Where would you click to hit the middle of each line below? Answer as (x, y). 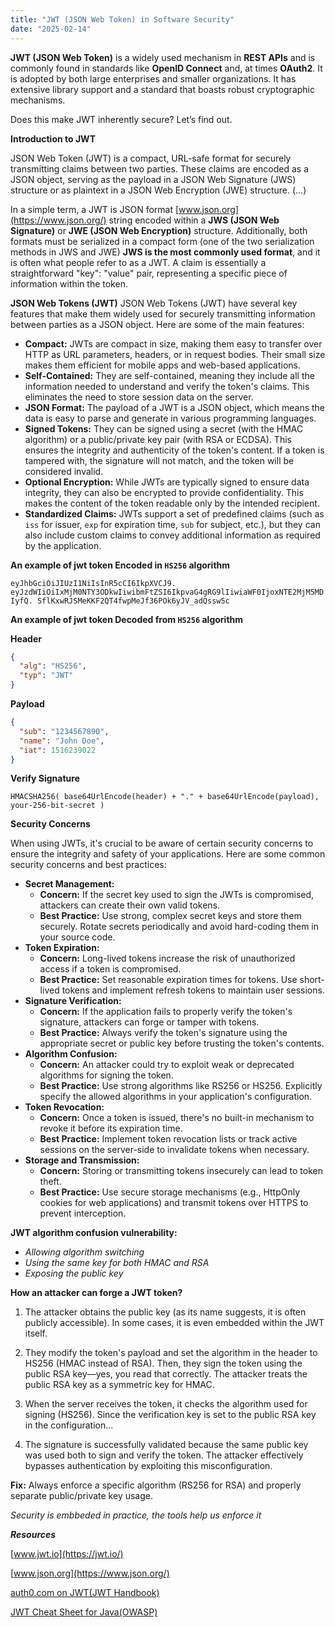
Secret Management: (69, 884)
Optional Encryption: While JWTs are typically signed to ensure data (167, 482)
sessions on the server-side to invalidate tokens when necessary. (174, 1150)
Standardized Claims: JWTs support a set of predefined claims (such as (174, 513)
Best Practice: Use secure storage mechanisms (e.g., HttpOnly (170, 1192)
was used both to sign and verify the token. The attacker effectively (164, 1455)
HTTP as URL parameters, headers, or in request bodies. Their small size (175, 354)
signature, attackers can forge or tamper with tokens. (149, 1022)
